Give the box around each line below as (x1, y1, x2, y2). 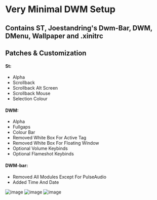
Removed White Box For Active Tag (12, 135, 87, 141)
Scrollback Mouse (12, 90, 51, 97)
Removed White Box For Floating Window (12, 140, 99, 146)
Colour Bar (12, 129, 35, 135)
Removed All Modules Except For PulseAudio (12, 174, 106, 180)
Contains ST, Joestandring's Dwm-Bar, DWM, (5, 24, 153, 32)
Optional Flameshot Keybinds (12, 151, 74, 157)
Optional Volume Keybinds (12, 145, 68, 151)
